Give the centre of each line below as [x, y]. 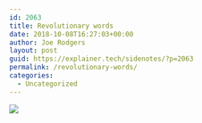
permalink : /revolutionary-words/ [74, 68]
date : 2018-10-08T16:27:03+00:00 [72, 34]
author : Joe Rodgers [48, 42]
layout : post [34, 51]
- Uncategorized [47, 84]
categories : [31, 76]
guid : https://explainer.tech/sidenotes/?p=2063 [101, 59]
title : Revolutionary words [62, 26]
